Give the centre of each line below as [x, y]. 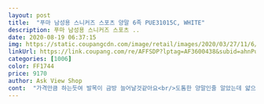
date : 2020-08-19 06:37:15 [52, 37]
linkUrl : [22, 52]
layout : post [29, 15]
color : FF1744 [31, 66]
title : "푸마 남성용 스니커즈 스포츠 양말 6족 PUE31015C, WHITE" [107, 23]
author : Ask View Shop [45, 81]
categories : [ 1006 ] [40, 59]
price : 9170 [27, 74]
